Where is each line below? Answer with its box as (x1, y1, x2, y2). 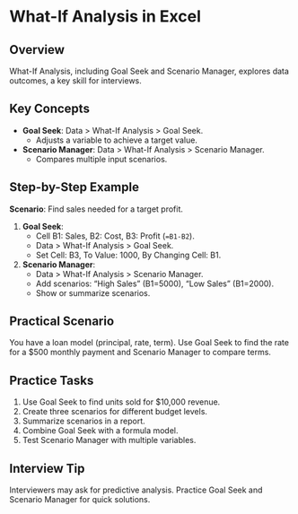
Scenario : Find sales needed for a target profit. (9, 204, 184, 214)
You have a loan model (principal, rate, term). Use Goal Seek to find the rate (9, 337, 290, 348)
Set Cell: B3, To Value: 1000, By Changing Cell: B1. (35, 249, 222, 260)
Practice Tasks (9, 372, 94, 388)
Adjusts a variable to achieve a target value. (35, 135, 197, 145)
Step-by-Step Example (9, 179, 139, 195)
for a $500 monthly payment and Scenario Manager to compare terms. (9, 347, 272, 358)
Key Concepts (9, 101, 90, 117)
